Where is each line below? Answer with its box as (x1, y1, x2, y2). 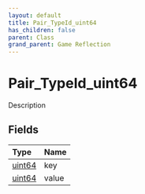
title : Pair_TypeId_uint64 (8, 19, 97, 27)
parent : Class (8, 33, 55, 42)
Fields (8, 123, 39, 137)
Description (8, 101, 46, 110)
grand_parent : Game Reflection (8, 41, 111, 49)
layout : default (8, 11, 61, 20)
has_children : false (8, 26, 76, 34)
